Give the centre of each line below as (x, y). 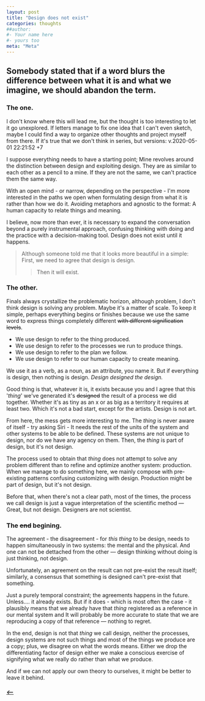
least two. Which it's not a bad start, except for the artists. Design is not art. (102, 408)
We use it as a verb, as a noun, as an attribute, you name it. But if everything (102, 370)
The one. (20, 108)
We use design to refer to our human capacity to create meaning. (97, 358)
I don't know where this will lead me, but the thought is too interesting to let (101, 121)
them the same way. (32, 179)
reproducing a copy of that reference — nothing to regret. (79, 621)
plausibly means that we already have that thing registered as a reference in (102, 608)
